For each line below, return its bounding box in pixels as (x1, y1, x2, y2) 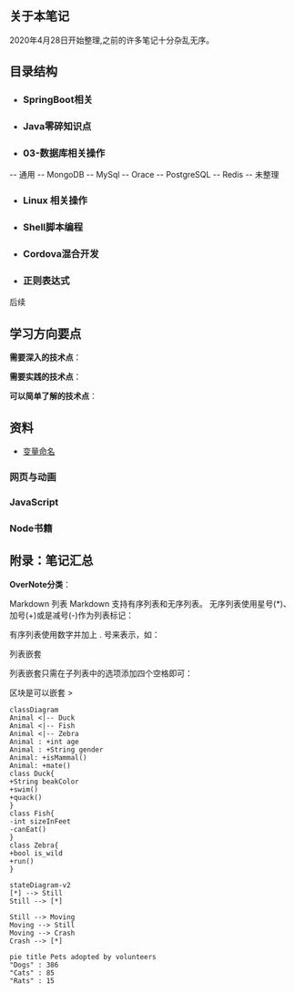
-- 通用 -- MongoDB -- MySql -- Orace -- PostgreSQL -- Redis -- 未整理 (9, 169, 280, 180)
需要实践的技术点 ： (9, 372, 82, 383)
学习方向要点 (9, 326, 82, 342)
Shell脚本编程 (22, 221, 84, 234)
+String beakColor (9, 777, 79, 786)
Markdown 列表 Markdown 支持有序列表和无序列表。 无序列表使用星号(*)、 (9, 598, 291, 609)
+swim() (9, 784, 39, 794)
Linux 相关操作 (22, 194, 88, 207)
